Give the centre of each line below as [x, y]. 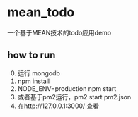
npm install [34, 81]
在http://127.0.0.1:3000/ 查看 [58, 106]
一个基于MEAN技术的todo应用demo [59, 32]
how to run [31, 55]
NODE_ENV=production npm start [67, 88]
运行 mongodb [39, 73]
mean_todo [41, 12]
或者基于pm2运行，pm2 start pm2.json [74, 97]
